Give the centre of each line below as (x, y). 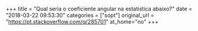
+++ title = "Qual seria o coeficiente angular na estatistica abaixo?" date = (99, 9)
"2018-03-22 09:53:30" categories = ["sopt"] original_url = (80, 15)
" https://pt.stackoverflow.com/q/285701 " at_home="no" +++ (82, 22)
